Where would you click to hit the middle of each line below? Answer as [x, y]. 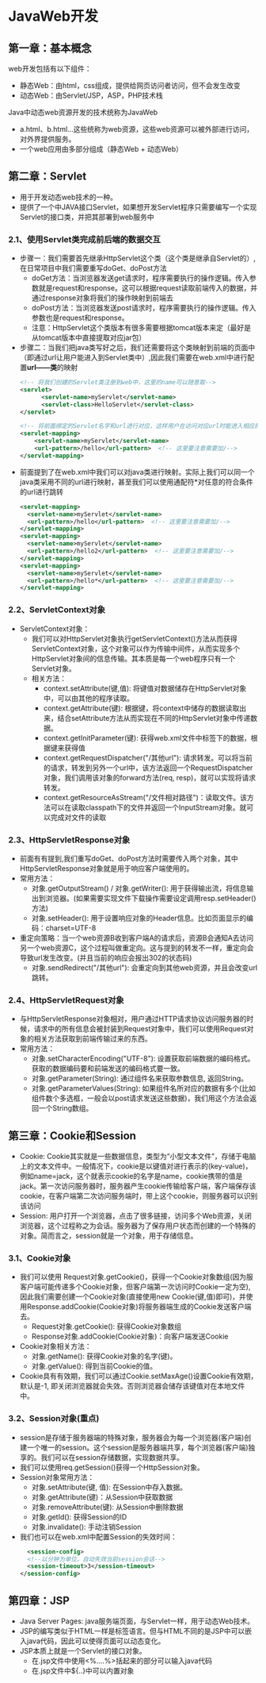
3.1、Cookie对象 [40, 1257]
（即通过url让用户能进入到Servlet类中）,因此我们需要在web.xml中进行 [133, 357]
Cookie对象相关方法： [56, 1346]
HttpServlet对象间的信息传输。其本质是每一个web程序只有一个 [133, 658]
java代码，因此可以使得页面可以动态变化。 [96, 1641]
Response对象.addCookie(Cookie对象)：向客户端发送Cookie [130, 1336]
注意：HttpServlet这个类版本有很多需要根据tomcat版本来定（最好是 [141, 328]
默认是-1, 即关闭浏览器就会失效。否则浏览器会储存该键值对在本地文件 [132, 1386]
